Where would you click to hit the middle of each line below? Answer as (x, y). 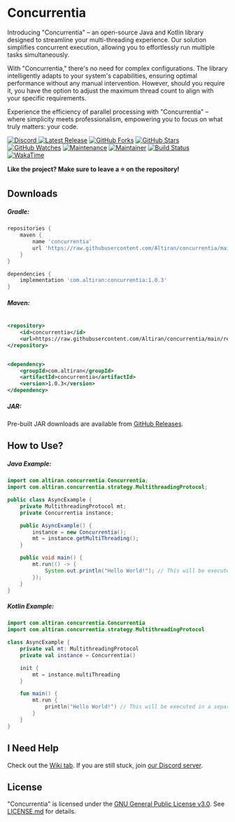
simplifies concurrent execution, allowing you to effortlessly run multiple (111, 47)
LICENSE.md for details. (42, 811)
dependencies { (29, 274)
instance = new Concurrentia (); (80, 532)
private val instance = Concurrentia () (78, 655)
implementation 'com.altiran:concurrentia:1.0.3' (94, 281)
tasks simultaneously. (38, 55)
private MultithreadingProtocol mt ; (73, 506)
